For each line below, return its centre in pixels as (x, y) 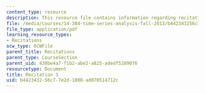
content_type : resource (37, 12)
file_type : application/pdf (42, 29)
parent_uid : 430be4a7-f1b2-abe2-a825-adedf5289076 (72, 63)
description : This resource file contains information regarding (91, 18)
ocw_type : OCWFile (30, 46)
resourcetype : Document (37, 69)
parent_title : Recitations (41, 52)
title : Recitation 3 (33, 75)
